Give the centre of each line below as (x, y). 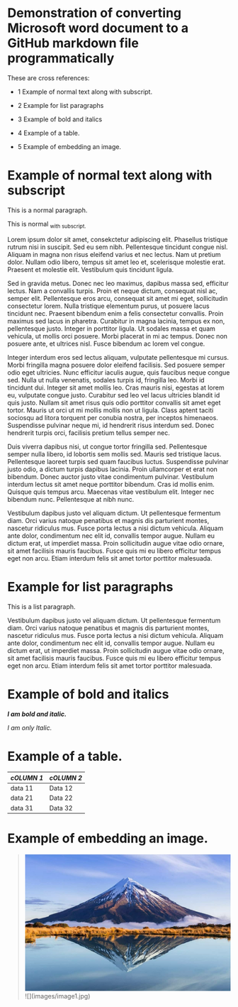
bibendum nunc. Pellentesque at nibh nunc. (71, 499)
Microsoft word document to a (98, 28)
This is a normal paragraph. (47, 210)
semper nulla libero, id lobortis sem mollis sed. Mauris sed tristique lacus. (114, 454)
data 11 (22, 788)
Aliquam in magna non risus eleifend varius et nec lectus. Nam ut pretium (114, 254)
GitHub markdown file (73, 43)
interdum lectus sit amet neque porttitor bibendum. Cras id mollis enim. (111, 484)
